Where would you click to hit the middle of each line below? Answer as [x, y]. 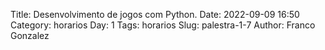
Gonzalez [30, 35]
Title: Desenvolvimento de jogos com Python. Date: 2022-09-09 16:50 [155, 14]
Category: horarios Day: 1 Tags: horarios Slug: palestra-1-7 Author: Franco [163, 25]
